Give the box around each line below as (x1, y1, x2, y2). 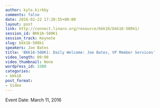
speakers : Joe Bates (5, 45, 49, 50)
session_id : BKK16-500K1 (5, 31, 58, 36)
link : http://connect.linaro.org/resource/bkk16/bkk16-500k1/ (5, 26, 140, 31)
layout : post (5, 21, 33, 27)
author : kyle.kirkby (5, 7, 49, 13)
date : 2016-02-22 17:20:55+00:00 (5, 17, 76, 22)
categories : (5, 69, 30, 74)
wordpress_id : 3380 (5, 64, 47, 69)
